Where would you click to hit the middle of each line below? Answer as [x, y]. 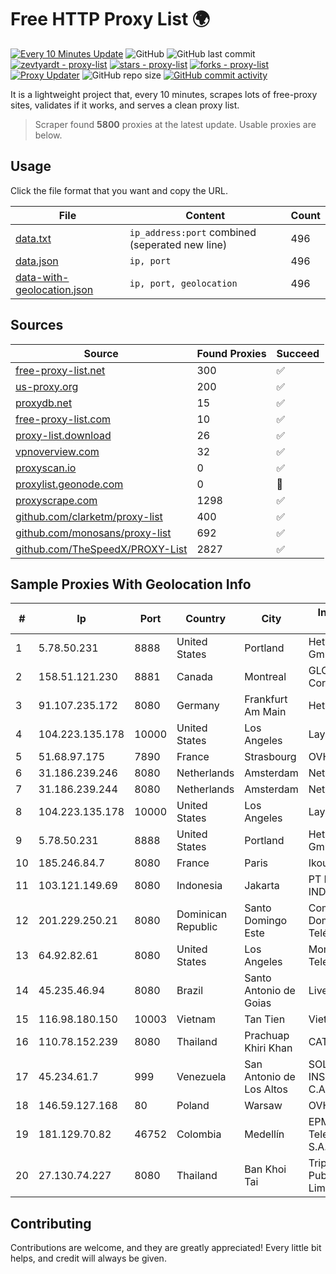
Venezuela [201, 1077]
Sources [37, 325]
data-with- [42, 277]
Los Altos [266, 1089]
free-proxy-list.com [63, 419]
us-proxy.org [47, 386]
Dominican [202, 914]
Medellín [264, 1134]
